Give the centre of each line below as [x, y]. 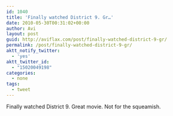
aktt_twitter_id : [28, 62]
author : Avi [21, 28]
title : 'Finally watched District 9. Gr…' [60, 17]
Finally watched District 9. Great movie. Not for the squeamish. [84, 106]
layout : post [22, 34]
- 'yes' [21, 56]
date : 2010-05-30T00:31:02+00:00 [48, 23]
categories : [21, 73]
